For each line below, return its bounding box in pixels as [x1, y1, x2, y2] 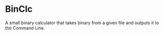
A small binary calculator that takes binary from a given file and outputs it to [5, 20, 160, 26]
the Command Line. [5, 25, 45, 31]
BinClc [5, 3, 33, 15]
